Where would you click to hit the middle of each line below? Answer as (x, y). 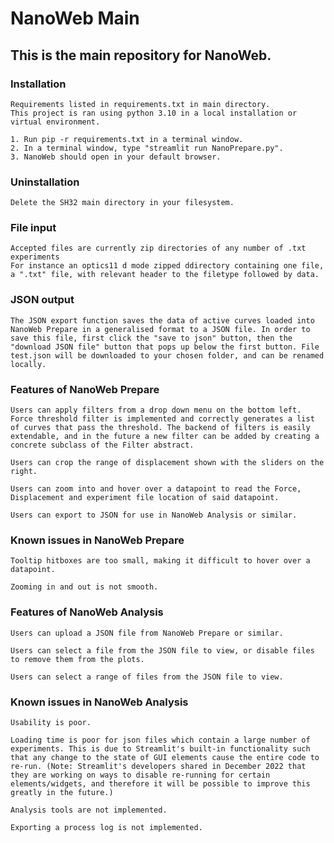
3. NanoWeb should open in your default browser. (116, 157)
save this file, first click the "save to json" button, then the (151, 338)
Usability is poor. (51, 722)
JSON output (42, 300)
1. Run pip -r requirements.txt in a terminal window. (127, 139)
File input (33, 228)
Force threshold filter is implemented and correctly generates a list (162, 419)
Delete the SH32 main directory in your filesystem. (122, 203)
